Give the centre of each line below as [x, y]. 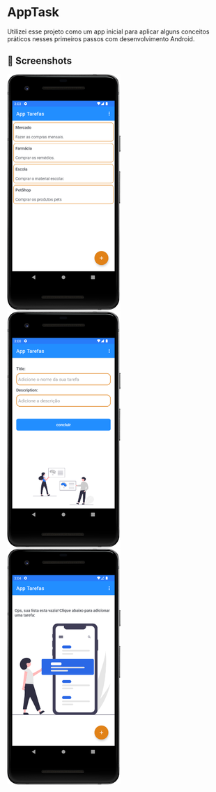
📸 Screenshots [40, 61]
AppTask [33, 12]
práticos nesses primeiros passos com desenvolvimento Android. [101, 38]
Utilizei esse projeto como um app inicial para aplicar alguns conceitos [108, 31]
